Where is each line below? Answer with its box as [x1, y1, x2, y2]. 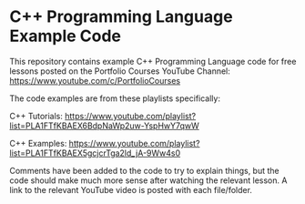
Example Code [9, 25, 121, 46]
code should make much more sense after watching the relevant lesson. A [9, 175, 288, 186]
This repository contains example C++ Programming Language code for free [9, 56, 297, 66]
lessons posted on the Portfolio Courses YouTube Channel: [9, 66, 230, 76]
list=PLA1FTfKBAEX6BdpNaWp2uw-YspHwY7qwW [9, 120, 200, 131]
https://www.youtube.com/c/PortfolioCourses [9, 75, 180, 86]
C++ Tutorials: [9, 110, 64, 121]
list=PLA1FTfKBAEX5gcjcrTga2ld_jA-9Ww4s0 [9, 148, 181, 158]
